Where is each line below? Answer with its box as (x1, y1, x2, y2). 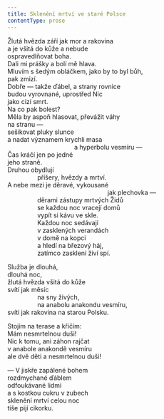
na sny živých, (36, 293, 80, 301)
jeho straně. (7, 157, 43, 166)
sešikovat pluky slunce (7, 128, 75, 136)
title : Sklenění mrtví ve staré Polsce (7, 10, 126, 18)
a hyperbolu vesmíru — (73, 143, 143, 151)
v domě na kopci (36, 233, 86, 242)
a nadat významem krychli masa (7, 135, 103, 143)
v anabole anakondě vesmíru (7, 344, 93, 353)
